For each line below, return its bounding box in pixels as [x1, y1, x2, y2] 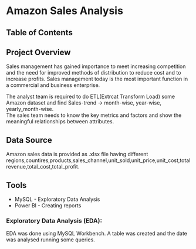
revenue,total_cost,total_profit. [6, 163, 80, 170]
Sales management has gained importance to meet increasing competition [6, 63, 186, 70]
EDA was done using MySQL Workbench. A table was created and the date [6, 230, 188, 237]
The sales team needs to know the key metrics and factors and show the [6, 112, 182, 119]
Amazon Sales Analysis [6, 4, 123, 18]
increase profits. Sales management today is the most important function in [6, 75, 188, 83]
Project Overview [6, 47, 71, 57]
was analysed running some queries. [6, 236, 95, 243]
